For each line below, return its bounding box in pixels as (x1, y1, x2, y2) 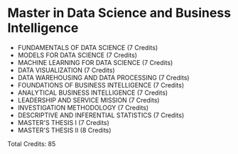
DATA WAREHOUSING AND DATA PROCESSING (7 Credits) (17, 73, 190, 82)
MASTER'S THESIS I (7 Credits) (17, 118, 110, 126)
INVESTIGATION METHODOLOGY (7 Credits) (17, 103, 149, 112)
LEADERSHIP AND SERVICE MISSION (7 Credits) (17, 95, 160, 104)
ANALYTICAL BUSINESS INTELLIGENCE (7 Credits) (17, 88, 168, 97)
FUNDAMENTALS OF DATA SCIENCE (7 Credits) (17, 43, 158, 52)
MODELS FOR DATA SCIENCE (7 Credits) (17, 51, 137, 59)
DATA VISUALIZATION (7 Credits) (17, 66, 115, 74)
